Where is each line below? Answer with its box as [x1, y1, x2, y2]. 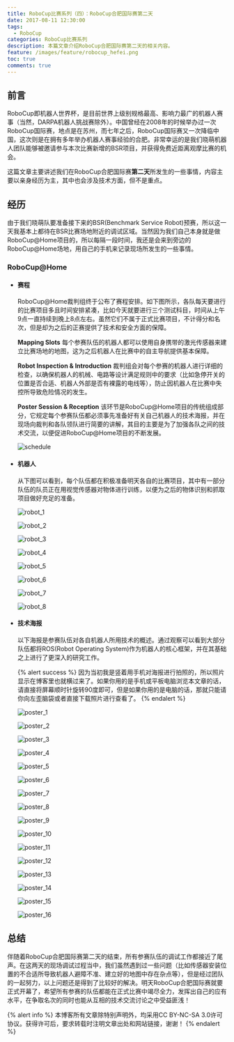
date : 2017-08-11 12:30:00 [7, 17, 86, 24]
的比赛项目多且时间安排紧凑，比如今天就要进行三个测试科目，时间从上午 [17, 306, 225, 314]
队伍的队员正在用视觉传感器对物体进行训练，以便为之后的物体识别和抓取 [17, 485, 225, 493]
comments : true [7, 62, 52, 69]
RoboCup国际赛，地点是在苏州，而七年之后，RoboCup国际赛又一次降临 [7, 127, 214, 135]
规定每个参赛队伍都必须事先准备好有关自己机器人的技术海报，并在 [36, 412, 225, 420]
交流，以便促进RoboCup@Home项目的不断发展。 [23, 429, 165, 437]
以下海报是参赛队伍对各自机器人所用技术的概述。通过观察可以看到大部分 [17, 635, 225, 644]
